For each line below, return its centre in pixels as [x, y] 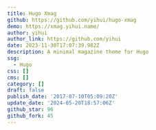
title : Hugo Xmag [32, 13]
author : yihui [27, 33]
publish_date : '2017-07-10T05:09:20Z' [63, 97]
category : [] [26, 84]
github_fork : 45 [30, 116]
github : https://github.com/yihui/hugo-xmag [72, 20]
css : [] [18, 71]
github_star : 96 [30, 109]
